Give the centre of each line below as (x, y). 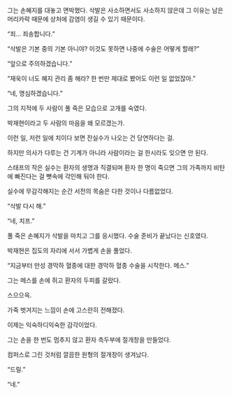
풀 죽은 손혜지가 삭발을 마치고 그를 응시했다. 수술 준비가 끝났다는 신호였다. (108, 236)
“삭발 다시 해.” (27, 206)
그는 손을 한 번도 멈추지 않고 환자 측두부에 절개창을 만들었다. (89, 340)
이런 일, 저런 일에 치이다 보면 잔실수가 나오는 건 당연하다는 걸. (91, 138)
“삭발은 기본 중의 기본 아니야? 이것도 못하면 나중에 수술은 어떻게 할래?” (103, 49)
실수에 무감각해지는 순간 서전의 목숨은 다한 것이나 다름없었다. (90, 191)
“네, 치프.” (21, 221)
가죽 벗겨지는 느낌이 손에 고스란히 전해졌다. (66, 310)
